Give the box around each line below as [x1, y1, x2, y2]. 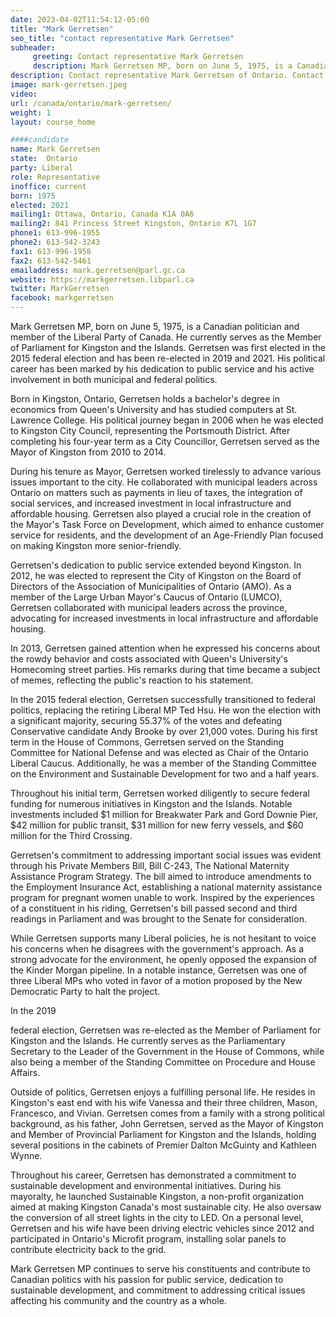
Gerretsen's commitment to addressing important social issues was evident [10, 849, 322, 861]
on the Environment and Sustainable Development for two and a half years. [10, 768, 320, 780]
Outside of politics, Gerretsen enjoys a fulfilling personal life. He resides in [10, 1086, 316, 1098]
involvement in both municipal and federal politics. [10, 374, 218, 385]
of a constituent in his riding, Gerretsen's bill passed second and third [10, 902, 298, 914]
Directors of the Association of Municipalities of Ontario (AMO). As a [10, 581, 292, 592]
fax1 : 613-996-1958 [10, 246, 92, 256]
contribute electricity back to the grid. [10, 1244, 167, 1255]
